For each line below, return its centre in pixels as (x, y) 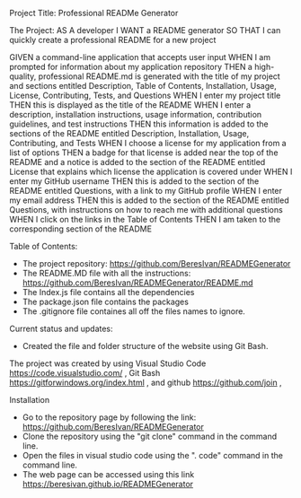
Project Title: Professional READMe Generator (94, 13)
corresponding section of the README (81, 229)
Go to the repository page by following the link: (109, 417)
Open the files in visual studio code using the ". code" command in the (152, 455)
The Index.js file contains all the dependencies (108, 292)
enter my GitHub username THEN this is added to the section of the (134, 181)
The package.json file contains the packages (105, 301)
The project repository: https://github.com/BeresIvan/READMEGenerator (156, 263)
